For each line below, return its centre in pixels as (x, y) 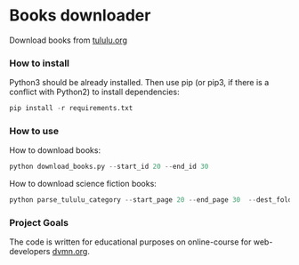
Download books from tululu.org (68, 40)
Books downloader (80, 16)
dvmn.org (70, 252)
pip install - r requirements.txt (71, 108)
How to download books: (55, 150)
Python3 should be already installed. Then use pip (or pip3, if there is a (139, 83)
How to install (39, 63)
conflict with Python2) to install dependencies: (94, 92)
